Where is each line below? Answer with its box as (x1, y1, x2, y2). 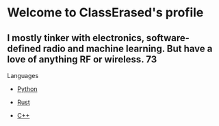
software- (146, 32, 190, 44)
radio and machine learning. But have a (42, 42, 213, 54)
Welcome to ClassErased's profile (7, 5, 204, 21)
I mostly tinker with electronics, (7, 32, 145, 44)
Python (16, 85, 38, 93)
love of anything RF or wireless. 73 (7, 53, 157, 65)
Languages (7, 72, 39, 79)
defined (7, 42, 41, 54)
